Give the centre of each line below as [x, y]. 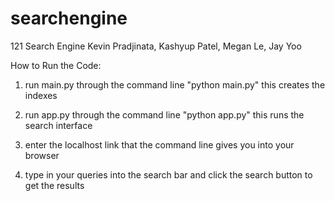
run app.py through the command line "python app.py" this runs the [164, 114]
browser [42, 155]
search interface [58, 125]
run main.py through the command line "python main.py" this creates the [175, 84]
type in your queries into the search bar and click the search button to [168, 174]
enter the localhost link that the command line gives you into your [159, 144]
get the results [54, 185]
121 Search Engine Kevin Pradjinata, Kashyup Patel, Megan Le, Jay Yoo [156, 46]
